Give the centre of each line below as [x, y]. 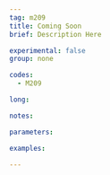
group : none [31, 59]
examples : [28, 148]
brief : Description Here [55, 34]
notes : [21, 116]
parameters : [31, 132]
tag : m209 [28, 17]
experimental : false [48, 50]
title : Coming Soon [46, 26]
